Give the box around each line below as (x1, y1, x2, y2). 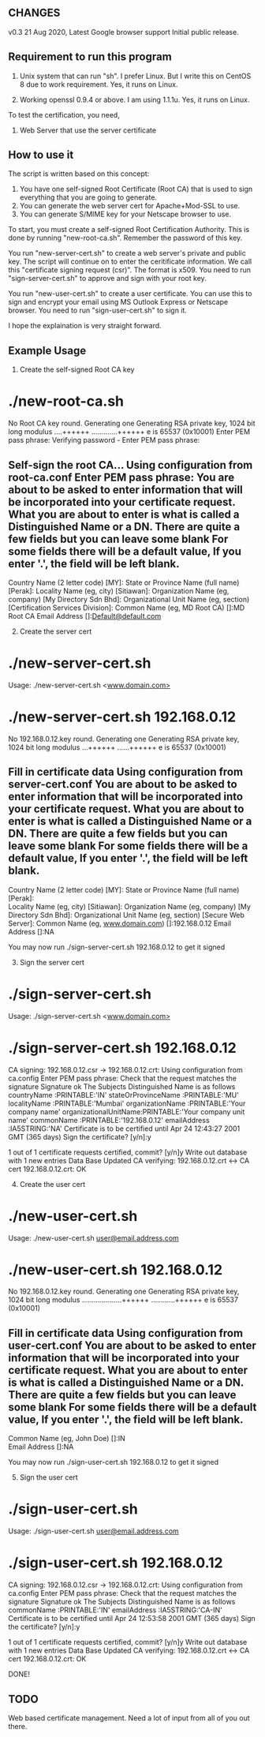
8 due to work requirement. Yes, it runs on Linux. (19, 79, 178, 89)
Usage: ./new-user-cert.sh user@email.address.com (8, 1233, 179, 1242)
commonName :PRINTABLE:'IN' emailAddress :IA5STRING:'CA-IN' (8, 1605, 222, 1615)
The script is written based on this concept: (8, 169, 150, 178)
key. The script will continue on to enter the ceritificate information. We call (8, 256, 252, 267)
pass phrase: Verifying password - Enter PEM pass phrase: (8, 436, 200, 445)
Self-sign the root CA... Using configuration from (8, 458, 253, 472)
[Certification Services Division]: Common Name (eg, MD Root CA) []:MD (8, 603, 245, 612)
